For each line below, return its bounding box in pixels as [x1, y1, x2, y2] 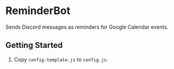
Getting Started [5, 40, 63, 50]
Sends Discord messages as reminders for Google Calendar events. [5, 23, 169, 30]
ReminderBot [5, 4, 71, 18]
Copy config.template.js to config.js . [13, 56, 109, 63]
